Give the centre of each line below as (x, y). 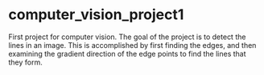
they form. (25, 62)
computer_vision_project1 (96, 15)
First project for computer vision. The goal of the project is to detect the (127, 37)
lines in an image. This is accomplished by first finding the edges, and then (132, 45)
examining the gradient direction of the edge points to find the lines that (128, 53)
